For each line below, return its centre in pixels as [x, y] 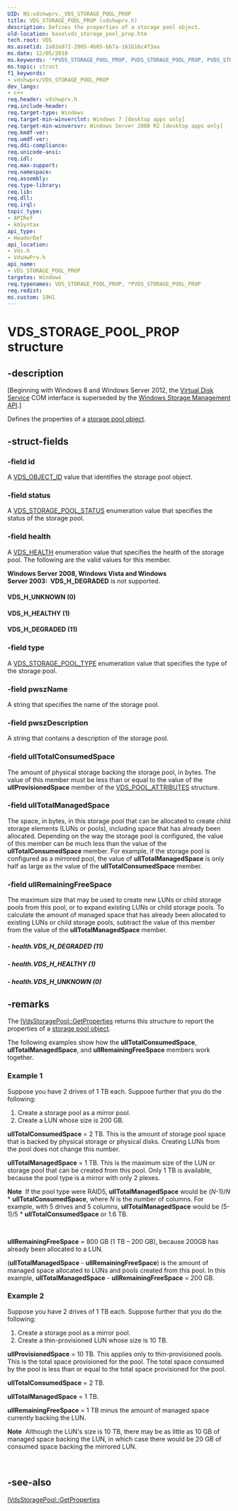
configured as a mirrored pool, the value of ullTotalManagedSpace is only [116, 859]
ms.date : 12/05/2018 [38, 54]
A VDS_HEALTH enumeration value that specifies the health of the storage [116, 552]
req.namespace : [30, 172]
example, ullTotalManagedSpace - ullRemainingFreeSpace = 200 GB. [111, 1278]
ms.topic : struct [33, 67]
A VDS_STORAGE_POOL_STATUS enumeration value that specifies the [110, 511]
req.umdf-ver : [28, 139]
